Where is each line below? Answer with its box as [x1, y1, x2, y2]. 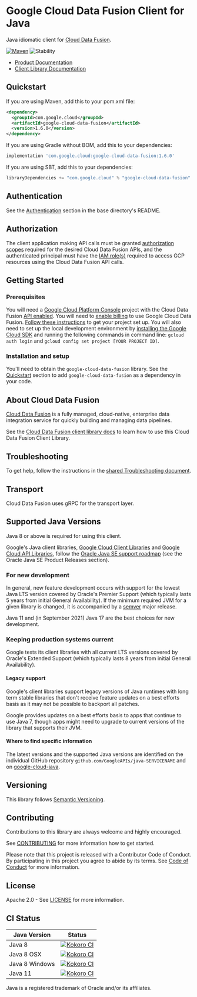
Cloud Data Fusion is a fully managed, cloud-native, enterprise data [6, 410, 170, 418]
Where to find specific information [6, 738, 92, 745]
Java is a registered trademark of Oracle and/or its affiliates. [6, 984, 152, 991]
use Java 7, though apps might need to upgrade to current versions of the [6, 718, 185, 725]
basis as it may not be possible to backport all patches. [6, 700, 140, 707]
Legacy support [6, 674, 46, 681]
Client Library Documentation [14, 65, 86, 72]
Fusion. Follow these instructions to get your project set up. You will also [6, 319, 181, 326]
